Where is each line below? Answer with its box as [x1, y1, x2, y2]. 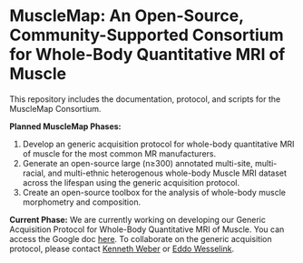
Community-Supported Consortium [9, 25, 284, 46]
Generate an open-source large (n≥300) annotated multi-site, [22, 157, 253, 168]
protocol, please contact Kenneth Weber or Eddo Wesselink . [9, 243, 235, 254]
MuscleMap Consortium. [9, 103, 102, 114]
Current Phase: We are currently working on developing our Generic [9, 214, 266, 225]
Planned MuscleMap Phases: [9, 120, 122, 132]
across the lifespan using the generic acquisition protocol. [22, 177, 240, 187]
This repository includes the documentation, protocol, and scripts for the [9, 93, 281, 105]
